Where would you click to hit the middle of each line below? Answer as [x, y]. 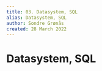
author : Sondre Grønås [35, 23]
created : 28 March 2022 [37, 29]
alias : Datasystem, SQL [37, 18]
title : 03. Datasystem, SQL [42, 12]
